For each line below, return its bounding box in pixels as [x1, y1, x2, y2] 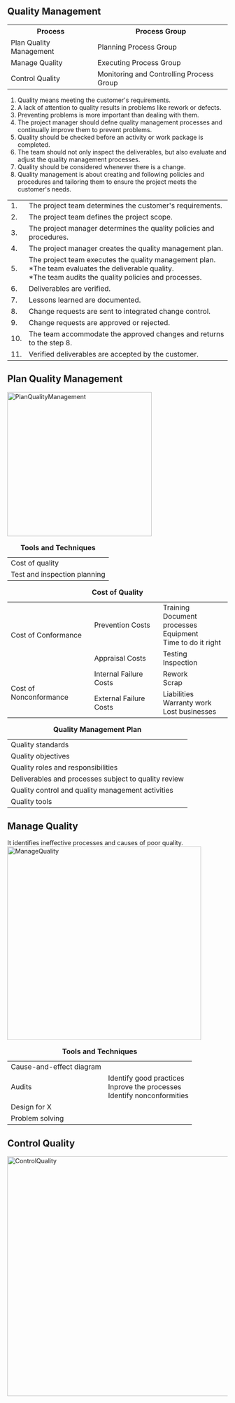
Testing [162, 649, 187, 659]
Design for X [10, 1102, 52, 1112]
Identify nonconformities [108, 1091, 189, 1100]
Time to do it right [162, 638, 222, 647]
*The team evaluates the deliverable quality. [29, 264, 174, 273]
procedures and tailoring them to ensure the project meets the [17, 178, 197, 186]
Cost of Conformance [10, 630, 83, 640]
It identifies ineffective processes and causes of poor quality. [7, 839, 183, 847]
